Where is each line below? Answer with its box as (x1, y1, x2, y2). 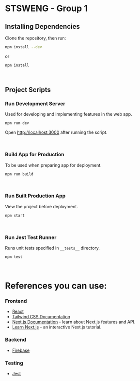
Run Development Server (5, 100, 65, 107)
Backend (5, 336, 27, 343)
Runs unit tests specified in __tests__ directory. (5, 245, 100, 251)
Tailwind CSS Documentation (12, 314, 70, 320)
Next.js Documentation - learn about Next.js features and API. (12, 319, 136, 325)
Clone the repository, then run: (5, 35, 66, 41)
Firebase (12, 347, 30, 353)
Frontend (5, 297, 27, 304)
